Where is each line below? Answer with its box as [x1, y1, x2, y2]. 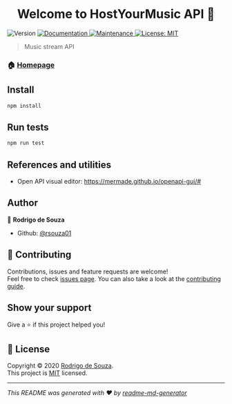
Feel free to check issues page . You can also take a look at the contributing [7, 274, 221, 282]
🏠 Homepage [7, 60, 55, 70]
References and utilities [7, 159, 112, 171]
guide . [7, 282, 26, 290]
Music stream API [23, 42, 75, 50]
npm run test [7, 140, 45, 147]
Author [7, 197, 38, 209]
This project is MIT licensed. [7, 369, 88, 377]
